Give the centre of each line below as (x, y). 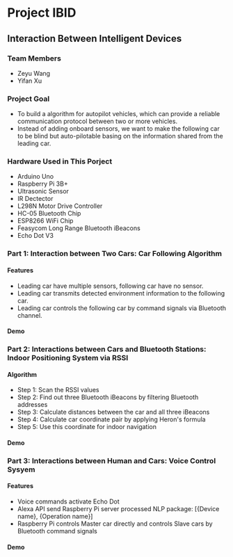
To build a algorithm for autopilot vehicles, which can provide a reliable (119, 114)
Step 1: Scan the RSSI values (58, 390)
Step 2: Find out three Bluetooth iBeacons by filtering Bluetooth (108, 397)
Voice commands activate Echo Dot (68, 501)
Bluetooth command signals (57, 531)
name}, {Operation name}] (55, 517)
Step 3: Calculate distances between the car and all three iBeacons (113, 412)
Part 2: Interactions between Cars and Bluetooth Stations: (107, 349)
